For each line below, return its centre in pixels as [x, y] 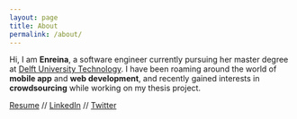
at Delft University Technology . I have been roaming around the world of [143, 69]
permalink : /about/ [46, 34]
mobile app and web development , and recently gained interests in [135, 79]
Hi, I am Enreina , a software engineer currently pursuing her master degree [149, 60]
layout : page [34, 17]
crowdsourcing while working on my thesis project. [105, 88]
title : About [34, 26]
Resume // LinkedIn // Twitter [63, 106]
